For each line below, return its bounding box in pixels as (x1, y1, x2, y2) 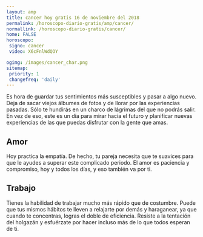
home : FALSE (6, 32, 36, 38)
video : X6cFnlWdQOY (8, 49, 59, 55)
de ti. (6, 225, 19, 232)
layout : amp (6, 9, 36, 15)
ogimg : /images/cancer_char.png (6, 59, 88, 66)
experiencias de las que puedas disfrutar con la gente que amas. (6, 119, 168, 126)
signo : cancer (8, 43, 45, 49)
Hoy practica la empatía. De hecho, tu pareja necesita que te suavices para (6, 153, 194, 160)
